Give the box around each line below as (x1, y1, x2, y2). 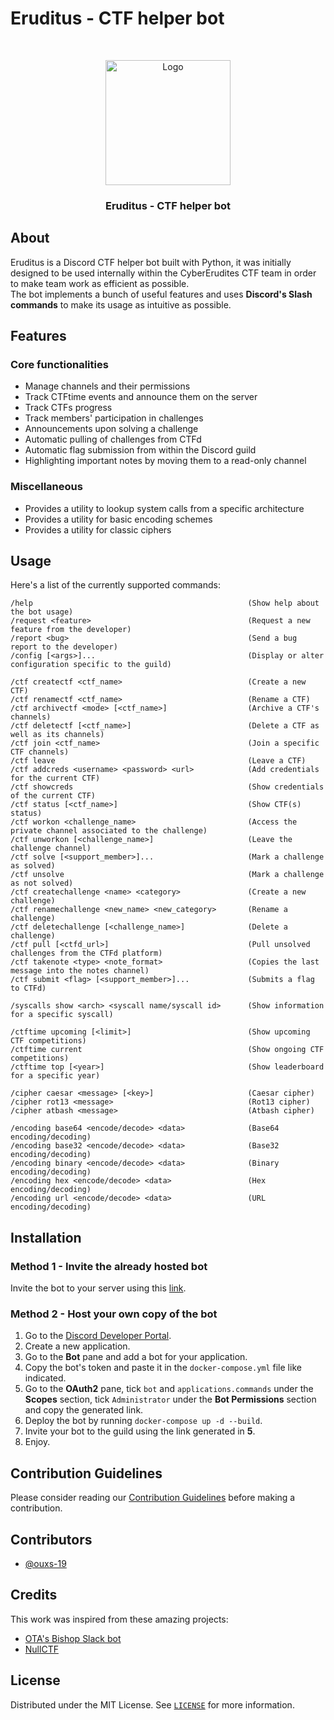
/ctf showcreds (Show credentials (10, 782, 325, 792)
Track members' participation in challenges (24, 412, 204, 424)
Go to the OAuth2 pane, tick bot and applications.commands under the (24, 1383, 314, 1395)
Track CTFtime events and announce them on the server (24, 391, 258, 403)
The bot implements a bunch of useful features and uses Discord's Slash (10, 288, 313, 300)
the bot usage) (10, 607, 74, 617)
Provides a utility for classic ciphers (24, 523, 172, 536)
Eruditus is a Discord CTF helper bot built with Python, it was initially (10, 256, 292, 268)
